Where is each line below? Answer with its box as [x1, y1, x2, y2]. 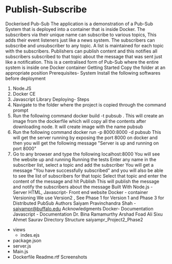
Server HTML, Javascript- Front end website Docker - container [12, 189, 148, 195]
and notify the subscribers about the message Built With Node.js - [12, 184, 153, 190]
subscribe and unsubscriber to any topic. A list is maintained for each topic [5, 42, 164, 48]
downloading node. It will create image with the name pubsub [12, 124, 143, 130]
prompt [12, 107, 29, 113]
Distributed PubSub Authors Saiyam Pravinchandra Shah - [12, 200, 136, 206]
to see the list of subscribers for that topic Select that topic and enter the [12, 172, 167, 179]
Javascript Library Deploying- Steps [12, 96, 90, 102]
